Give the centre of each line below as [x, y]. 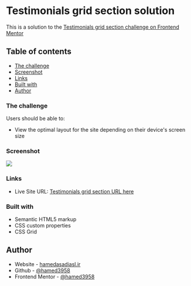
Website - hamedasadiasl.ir [47, 264]
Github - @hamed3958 [42, 270]
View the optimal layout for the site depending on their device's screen [100, 130]
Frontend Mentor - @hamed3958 [54, 277]
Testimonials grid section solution [90, 11]
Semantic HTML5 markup [45, 219]
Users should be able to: [36, 119]
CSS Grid [25, 232]
